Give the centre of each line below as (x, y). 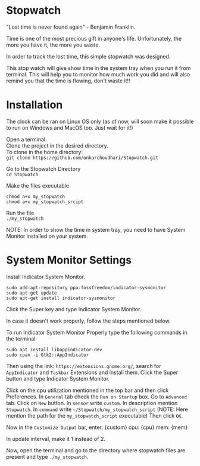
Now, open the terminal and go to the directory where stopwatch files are (96, 450)
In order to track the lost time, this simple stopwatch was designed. (88, 56)
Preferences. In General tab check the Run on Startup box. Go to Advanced (97, 396)
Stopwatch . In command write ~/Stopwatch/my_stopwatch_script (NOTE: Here (97, 409)
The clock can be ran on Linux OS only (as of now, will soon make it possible (100, 121)
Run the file (20, 213)
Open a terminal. (26, 139)
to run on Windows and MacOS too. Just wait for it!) (70, 128)
